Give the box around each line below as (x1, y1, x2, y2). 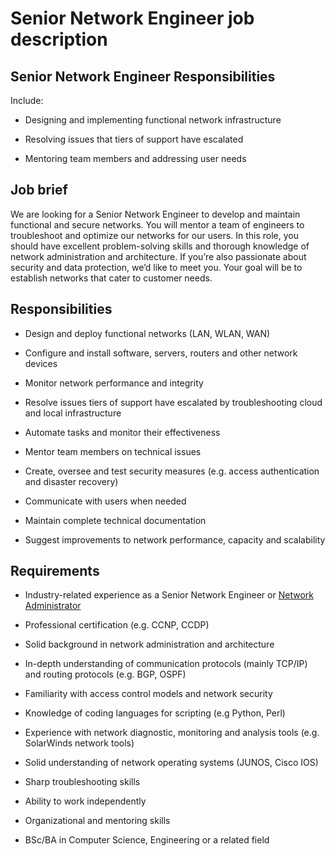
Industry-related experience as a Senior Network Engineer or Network (24, 589, 314, 601)
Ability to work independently (24, 795, 147, 807)
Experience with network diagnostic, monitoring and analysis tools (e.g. (24, 727, 320, 739)
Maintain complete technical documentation (24, 514, 207, 526)
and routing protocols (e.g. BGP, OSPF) (24, 668, 187, 681)
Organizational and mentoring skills (24, 815, 171, 827)
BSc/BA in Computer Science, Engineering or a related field (24, 834, 270, 846)
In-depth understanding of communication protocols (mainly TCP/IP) (24, 658, 308, 670)
